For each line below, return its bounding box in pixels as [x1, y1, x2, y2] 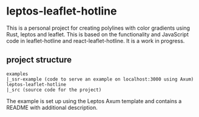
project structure [6, 55, 72, 65]
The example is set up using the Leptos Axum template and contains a [6, 97, 182, 104]
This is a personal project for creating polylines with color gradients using [6, 24, 190, 32]
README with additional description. [6, 104, 98, 111]
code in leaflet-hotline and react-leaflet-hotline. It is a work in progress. [6, 37, 185, 44]
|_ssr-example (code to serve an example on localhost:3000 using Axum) [6, 76, 194, 82]
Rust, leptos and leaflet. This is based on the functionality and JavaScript [6, 30, 189, 38]
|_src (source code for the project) [6, 87, 102, 93]
